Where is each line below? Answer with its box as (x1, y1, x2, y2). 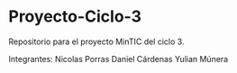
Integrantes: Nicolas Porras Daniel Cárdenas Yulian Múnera (8, 53, 229, 64)
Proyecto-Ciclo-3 (8, 6, 141, 27)
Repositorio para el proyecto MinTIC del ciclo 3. (8, 36, 185, 47)
